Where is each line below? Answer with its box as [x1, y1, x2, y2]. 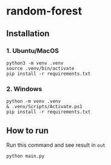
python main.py [6, 153, 45, 159]
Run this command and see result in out [6, 141, 106, 149]
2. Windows [6, 85, 42, 93]
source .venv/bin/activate [6, 65, 75, 71]
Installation [6, 28, 50, 39]
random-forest [6, 4, 82, 18]
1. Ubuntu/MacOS [6, 47, 59, 55]
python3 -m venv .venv [6, 60, 64, 66]
